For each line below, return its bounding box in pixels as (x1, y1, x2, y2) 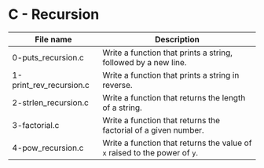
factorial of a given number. (101, 124, 204, 135)
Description (154, 34, 200, 45)
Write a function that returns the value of (101, 137, 252, 148)
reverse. (101, 79, 133, 90)
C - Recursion (8, 5, 100, 24)
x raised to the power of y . (101, 147, 199, 158)
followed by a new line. (101, 57, 187, 68)
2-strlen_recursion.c (12, 97, 89, 108)
